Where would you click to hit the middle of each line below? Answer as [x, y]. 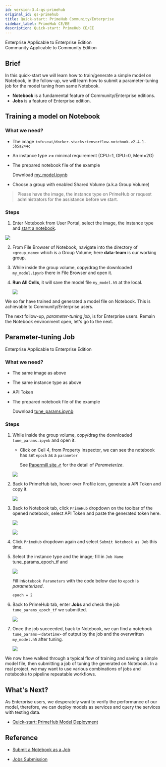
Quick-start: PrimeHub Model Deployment [55, 722]
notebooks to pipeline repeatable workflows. [51, 674]
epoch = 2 [23, 595]
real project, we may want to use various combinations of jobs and [73, 669]
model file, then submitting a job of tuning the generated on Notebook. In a [81, 664]
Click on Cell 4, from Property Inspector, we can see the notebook [87, 450]
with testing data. [23, 712]
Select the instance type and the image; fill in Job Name [68, 557]
